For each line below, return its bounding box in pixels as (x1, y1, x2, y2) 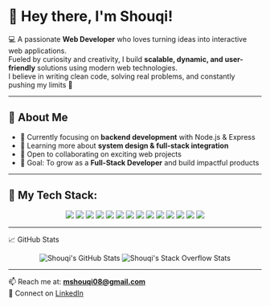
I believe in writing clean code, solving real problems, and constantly (8, 71, 235, 81)
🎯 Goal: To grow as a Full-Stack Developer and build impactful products (19, 157, 260, 167)
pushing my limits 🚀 (8, 80, 73, 89)
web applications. (8, 46, 67, 55)
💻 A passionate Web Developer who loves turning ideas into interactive (8, 34, 247, 43)
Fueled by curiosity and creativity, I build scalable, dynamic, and (8, 54, 223, 63)
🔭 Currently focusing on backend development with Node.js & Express (19, 132, 256, 141)
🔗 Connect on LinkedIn (8, 288, 84, 298)
